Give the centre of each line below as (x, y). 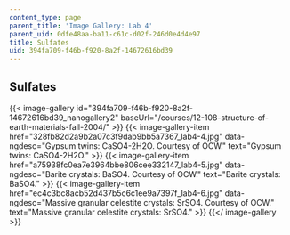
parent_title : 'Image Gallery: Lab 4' (81, 26)
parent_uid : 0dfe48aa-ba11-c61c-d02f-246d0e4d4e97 (105, 34)
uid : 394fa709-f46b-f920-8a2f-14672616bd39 (91, 51)
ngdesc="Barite (38, 174)
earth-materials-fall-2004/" (59, 126)
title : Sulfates (39, 42)
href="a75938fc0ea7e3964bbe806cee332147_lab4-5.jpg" (116, 165)
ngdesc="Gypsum (43, 146)
